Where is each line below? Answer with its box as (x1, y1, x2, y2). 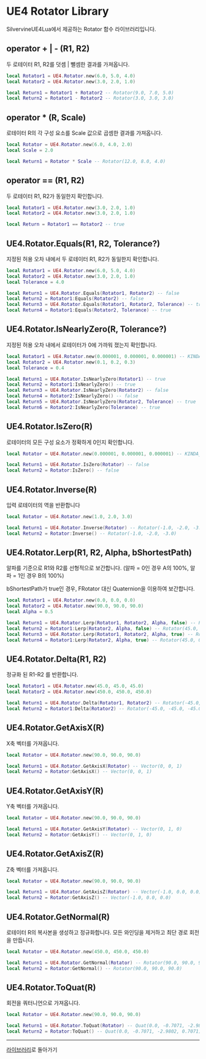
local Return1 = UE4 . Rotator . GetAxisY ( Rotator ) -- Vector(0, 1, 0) (6, 826, 183, 832)
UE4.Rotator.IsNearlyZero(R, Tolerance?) (6, 324, 167, 335)
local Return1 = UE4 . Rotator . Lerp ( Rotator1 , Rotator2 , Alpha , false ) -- (6, 620, 196, 626)
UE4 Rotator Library (6, 4, 109, 18)
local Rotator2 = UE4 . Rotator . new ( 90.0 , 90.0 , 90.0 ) (6, 603, 144, 610)
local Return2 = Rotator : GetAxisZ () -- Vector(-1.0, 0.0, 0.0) (6, 895, 172, 901)
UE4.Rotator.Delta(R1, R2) (6, 654, 107, 664)
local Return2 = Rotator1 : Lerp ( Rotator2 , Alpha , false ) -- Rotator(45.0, (6, 625, 199, 632)
